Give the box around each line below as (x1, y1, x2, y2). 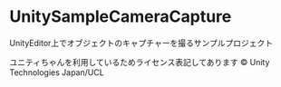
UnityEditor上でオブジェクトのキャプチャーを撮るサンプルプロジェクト (9, 37, 274, 48)
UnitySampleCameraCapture (9, 6, 232, 27)
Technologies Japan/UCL (9, 66, 104, 78)
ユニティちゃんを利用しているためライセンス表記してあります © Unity (9, 56, 270, 67)
